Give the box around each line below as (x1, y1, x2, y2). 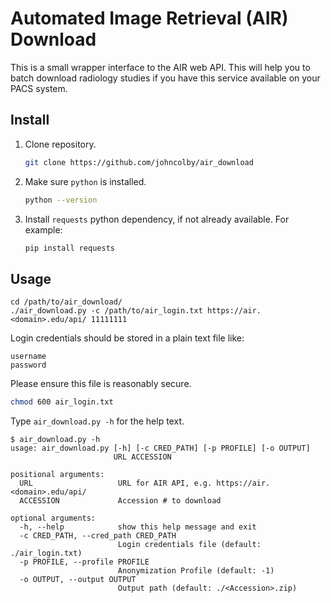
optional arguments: (10, 513, 97, 524)
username (10, 352, 47, 362)
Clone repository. (24, 138, 97, 150)
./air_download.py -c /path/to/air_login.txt (10, 306, 203, 316)
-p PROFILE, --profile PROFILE (19, 557, 150, 567)
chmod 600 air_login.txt (10, 397, 114, 407)
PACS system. (10, 82, 68, 94)
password (10, 360, 47, 371)
